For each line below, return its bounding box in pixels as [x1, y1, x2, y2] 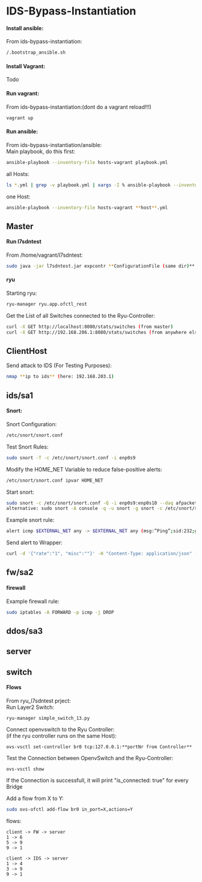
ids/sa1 [6, 390, 34, 400]
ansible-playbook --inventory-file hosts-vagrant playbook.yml [6, 159, 168, 165]
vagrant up [6, 115, 34, 121]
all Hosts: [6, 170, 29, 177]
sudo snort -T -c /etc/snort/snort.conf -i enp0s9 [6, 455, 136, 461]
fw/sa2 [6, 567, 34, 578]
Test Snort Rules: [6, 443, 49, 450]
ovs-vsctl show [6, 766, 44, 772]
